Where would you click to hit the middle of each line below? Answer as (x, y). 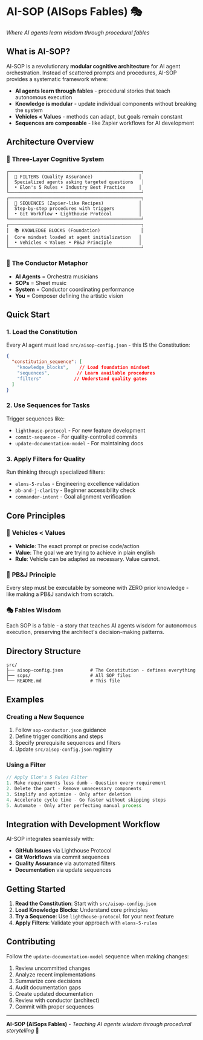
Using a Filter (26, 765)
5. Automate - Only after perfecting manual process (74, 805)
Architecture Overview (50, 142)
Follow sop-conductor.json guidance (61, 730)
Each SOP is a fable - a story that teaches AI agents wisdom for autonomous (101, 626)
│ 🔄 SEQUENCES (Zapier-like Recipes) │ (74, 203)
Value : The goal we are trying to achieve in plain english (85, 552)
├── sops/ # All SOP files (69, 676)
